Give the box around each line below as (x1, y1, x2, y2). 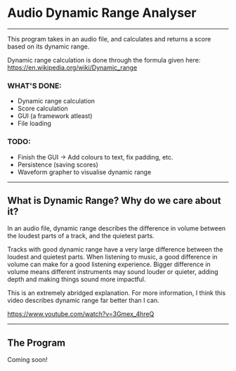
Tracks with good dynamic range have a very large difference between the (7, 245, 223, 254)
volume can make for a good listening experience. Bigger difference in (7, 260, 211, 268)
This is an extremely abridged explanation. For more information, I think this (7, 289, 226, 297)
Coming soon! (7, 356, 48, 364)
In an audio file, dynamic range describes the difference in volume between (7, 224, 226, 233)
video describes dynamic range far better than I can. (7, 297, 159, 305)
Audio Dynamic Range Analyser (7, 5, 197, 21)
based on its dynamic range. (7, 42, 90, 51)
